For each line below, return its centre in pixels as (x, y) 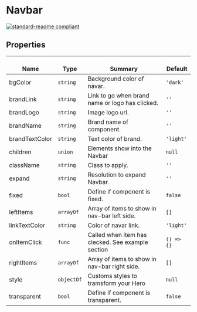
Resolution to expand (117, 175)
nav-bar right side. (114, 266)
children (20, 152)
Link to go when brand (118, 96)
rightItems (23, 263)
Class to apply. (108, 165)
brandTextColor (31, 138)
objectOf (70, 279)
